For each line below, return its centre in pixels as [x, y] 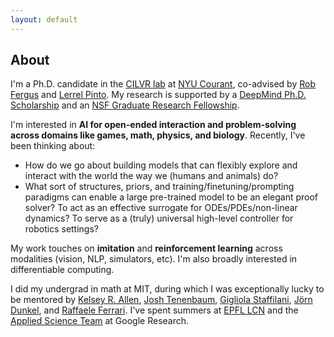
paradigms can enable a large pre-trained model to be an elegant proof [171, 197]
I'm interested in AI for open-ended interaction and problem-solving [153, 125]
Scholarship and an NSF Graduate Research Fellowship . [125, 105]
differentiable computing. [62, 270]
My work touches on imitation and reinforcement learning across [146, 248]
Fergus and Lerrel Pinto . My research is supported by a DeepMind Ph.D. [158, 95]
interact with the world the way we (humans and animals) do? [151, 176]
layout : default [44, 19]
